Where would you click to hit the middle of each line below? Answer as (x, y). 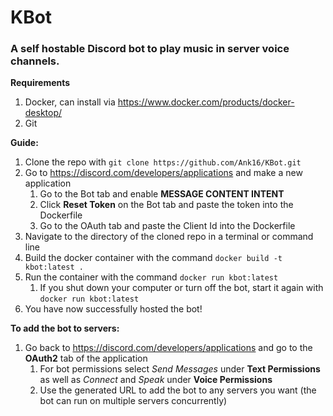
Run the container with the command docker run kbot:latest (151, 277)
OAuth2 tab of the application (86, 358)
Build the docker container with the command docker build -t (153, 258)
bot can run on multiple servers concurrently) (133, 401)
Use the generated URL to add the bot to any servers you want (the (178, 390)
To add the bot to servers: (65, 328)
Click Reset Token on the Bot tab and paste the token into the (166, 205)
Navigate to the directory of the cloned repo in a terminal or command (169, 237)
